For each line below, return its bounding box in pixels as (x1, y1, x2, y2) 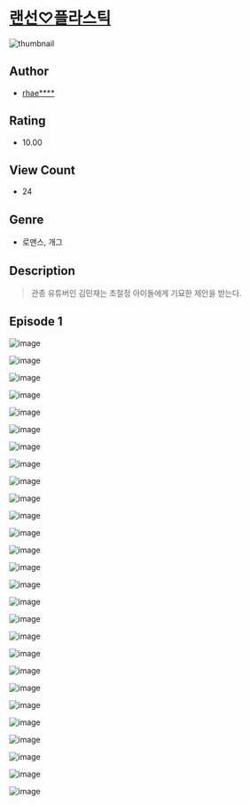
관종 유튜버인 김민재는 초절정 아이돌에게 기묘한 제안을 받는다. (30, 288, 242, 298)
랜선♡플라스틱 (9, 8, 112, 28)
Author (9, 64, 49, 79)
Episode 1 (9, 314, 64, 329)
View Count (9, 162, 75, 178)
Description (9, 263, 75, 278)
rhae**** (21, 87, 55, 98)
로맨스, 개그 (21, 237, 64, 247)
